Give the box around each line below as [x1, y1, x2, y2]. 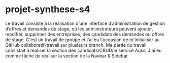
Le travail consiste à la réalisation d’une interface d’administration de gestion [5, 20, 165, 26]
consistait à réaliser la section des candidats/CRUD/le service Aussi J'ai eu [5, 47, 162, 53]
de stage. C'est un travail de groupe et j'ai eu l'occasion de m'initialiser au [5, 37, 160, 43]
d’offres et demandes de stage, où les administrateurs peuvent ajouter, [5, 25, 153, 31]
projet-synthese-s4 [5, 4, 90, 15]
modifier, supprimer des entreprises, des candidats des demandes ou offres [5, 31, 164, 37]
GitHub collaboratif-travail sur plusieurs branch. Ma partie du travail [5, 42, 147, 48]
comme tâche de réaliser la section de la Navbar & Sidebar [5, 52, 128, 59]
